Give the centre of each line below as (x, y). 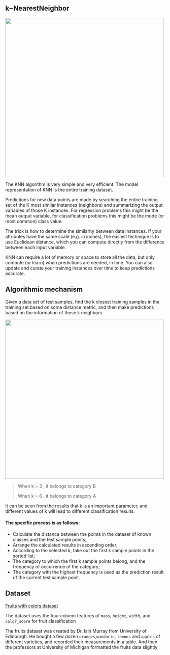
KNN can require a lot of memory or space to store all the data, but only (80, 257)
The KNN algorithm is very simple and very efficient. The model (72, 184)
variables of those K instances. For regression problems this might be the (82, 210)
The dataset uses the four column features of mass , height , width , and (78, 615)
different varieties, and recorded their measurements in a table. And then (81, 642)
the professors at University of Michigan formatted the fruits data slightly (81, 647)
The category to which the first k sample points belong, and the (79, 561)
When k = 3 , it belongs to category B (57, 486)
